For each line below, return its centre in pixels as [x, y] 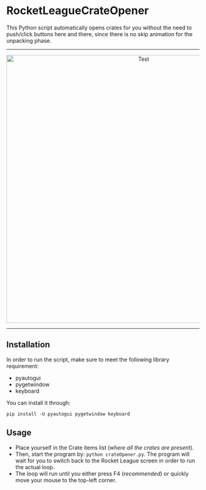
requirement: [22, 366]
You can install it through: [38, 402]
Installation [28, 345]
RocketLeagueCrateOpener [78, 11]
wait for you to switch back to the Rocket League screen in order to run [105, 461]
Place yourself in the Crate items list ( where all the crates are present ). [105, 447]
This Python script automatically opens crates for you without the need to [99, 28]
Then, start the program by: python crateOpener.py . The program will [102, 454]
